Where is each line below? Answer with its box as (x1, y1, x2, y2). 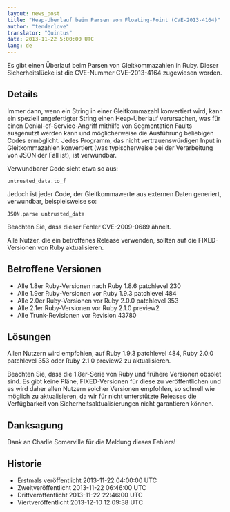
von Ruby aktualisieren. (37, 243, 104, 252)
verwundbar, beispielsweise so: (7, 197, 97, 205)
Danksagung (7, 419, 64, 431)
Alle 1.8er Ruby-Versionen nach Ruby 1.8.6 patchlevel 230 (17, 281, 182, 290)
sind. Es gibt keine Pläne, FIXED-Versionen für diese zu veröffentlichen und (7, 377, 221, 386)
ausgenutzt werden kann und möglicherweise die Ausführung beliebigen (7, 129, 214, 137)
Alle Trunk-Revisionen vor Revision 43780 (17, 311, 137, 319)
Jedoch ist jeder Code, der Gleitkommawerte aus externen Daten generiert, (7, 189, 222, 198)
